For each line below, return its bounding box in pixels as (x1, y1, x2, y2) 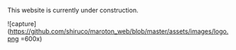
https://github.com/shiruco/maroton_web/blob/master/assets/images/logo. (9, 27, 229, 35)
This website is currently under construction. (7, 6, 139, 14)
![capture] (7, 20, 37, 27)
